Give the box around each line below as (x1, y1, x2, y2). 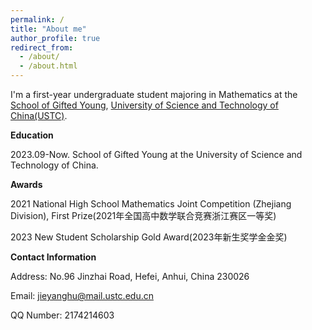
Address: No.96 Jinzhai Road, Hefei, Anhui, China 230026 (10, 271, 250, 282)
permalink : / (10, 14, 65, 25)
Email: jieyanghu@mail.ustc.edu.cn (10, 290, 154, 301)
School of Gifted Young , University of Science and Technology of (10, 99, 279, 111)
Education (10, 129, 54, 141)
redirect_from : (10, 42, 74, 53)
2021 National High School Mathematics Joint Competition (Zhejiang (10, 198, 292, 210)
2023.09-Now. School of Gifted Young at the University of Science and (10, 149, 303, 160)
